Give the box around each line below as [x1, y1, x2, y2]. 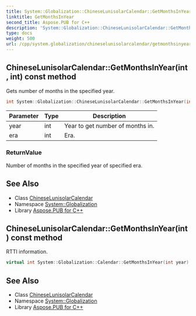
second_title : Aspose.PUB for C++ [6, 19, 90, 25]
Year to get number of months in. [64, 121, 155, 130]
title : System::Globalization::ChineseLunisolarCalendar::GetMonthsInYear [6, 8, 192, 15]
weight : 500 [6, 36, 35, 41]
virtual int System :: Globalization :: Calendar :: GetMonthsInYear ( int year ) [6, 259, 190, 266]
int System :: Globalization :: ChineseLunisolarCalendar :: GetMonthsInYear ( [6, 99, 187, 105]
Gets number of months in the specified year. [6, 87, 115, 94]
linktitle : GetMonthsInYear [6, 14, 75, 20]
